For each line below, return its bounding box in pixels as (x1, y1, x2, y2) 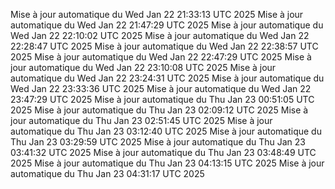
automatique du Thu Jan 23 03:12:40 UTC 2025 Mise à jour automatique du (10, 125, 322, 137)
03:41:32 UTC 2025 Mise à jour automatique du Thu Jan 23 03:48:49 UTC (10, 147, 317, 158)
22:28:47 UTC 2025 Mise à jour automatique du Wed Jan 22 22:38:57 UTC (10, 40, 319, 52)
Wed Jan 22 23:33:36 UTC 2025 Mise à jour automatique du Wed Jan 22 (10, 83, 312, 94)
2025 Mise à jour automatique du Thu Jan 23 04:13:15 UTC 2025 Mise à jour (10, 157, 325, 169)
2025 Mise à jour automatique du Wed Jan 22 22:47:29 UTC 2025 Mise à (10, 51, 312, 63)
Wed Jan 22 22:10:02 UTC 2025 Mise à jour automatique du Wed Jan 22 (10, 30, 310, 41)
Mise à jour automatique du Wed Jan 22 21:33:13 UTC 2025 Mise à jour (10, 9, 304, 20)
